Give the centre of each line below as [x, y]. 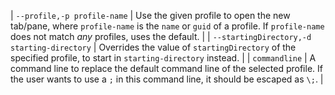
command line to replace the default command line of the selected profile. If [166, 68]
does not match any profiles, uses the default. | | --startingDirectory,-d [161, 36]
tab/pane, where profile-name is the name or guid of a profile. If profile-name [167, 26]
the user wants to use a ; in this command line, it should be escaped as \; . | [167, 79]
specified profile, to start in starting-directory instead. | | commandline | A [163, 58]
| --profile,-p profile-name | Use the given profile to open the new [150, 15]
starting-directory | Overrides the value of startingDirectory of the [153, 47]
